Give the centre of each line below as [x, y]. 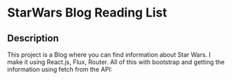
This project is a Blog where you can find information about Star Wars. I [109, 54]
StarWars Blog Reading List [87, 13]
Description [33, 38]
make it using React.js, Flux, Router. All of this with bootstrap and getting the [116, 62]
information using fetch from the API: [60, 69]
